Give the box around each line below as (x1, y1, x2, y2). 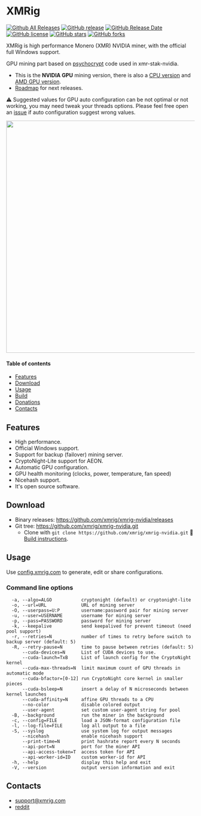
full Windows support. (6, 48, 61, 55)
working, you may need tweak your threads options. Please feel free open (6, 102, 188, 109)
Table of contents (6, 359, 51, 367)
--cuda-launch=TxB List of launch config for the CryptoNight (22, 654, 191, 660)
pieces (6, 681, 23, 687)
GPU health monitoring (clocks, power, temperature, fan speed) (14, 470, 172, 477)
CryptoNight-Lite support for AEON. (14, 457, 103, 464)
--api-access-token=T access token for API (22, 749, 135, 755)
